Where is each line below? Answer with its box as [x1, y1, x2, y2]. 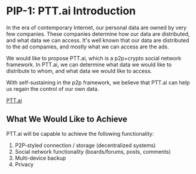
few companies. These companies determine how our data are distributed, [6, 30, 190, 37]
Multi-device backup [14, 154, 66, 161]
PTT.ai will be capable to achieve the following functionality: [6, 130, 154, 137]
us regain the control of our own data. [6, 85, 99, 92]
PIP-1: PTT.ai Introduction [6, 4, 136, 18]
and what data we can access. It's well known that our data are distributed [6, 36, 189, 44]
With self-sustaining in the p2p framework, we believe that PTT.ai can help [6, 79, 190, 86]
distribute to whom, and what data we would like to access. [6, 67, 152, 74]
